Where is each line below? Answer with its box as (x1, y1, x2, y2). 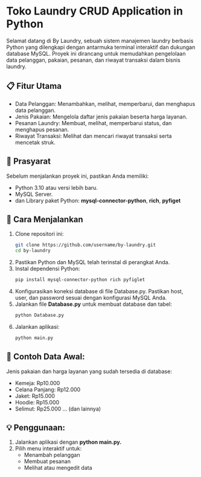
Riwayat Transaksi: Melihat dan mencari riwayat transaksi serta (14, 132, 172, 140)
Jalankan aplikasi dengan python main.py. (14, 438, 122, 446)
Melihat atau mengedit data (24, 464, 92, 472)
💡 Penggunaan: (6, 422, 65, 433)
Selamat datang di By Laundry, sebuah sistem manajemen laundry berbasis (6, 37, 194, 44)
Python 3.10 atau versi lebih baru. (14, 184, 98, 191)
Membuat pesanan (24, 458, 71, 465)
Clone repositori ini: (14, 230, 64, 238)
